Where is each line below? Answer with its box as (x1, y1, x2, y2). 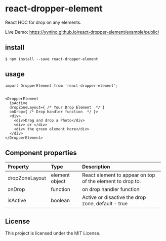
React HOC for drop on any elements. (5, 19, 82, 25)
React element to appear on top (82, 172, 156, 179)
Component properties (5, 148, 77, 157)
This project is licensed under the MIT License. (5, 230, 101, 236)
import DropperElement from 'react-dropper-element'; (5, 83, 119, 88)
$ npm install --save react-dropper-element (5, 57, 98, 61)
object (51, 178, 66, 185)
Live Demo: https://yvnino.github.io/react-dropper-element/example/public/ (5, 29, 160, 35)
